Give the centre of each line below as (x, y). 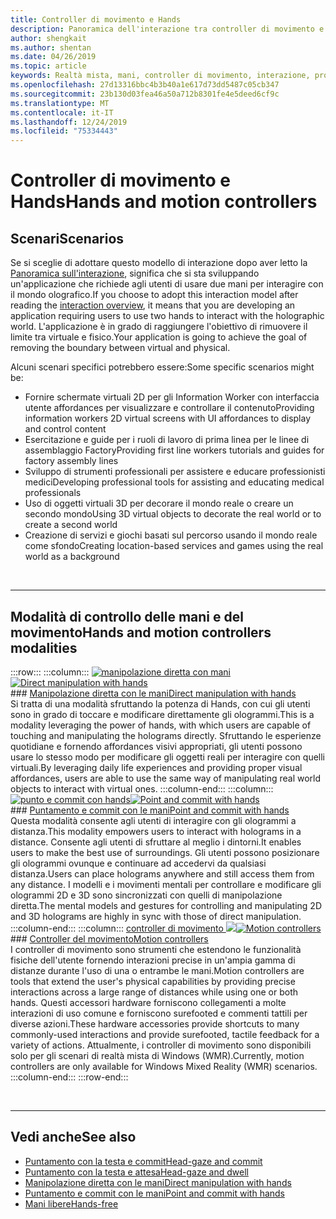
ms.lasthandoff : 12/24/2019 (69, 122)
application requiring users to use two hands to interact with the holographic (167, 316)
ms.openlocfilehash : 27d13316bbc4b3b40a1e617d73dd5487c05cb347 (145, 85)
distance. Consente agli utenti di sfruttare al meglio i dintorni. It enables (156, 842)
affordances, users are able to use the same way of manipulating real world (166, 778)
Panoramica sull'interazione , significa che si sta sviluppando (135, 273)
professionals (53, 493)
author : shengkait (48, 38)
